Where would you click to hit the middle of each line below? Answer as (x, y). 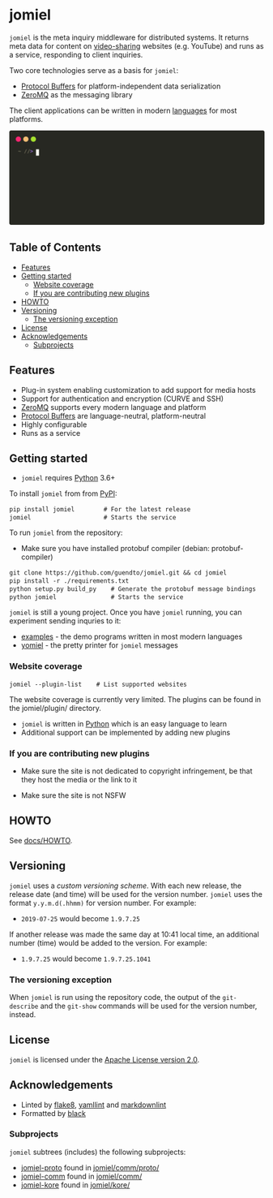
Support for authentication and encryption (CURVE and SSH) (122, 399)
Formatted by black (53, 1113)
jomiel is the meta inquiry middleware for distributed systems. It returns (129, 37)
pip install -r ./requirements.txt (69, 581)
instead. (23, 1014)
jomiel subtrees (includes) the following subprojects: (98, 1152)
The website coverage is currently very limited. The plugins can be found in (135, 699)
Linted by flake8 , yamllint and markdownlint (94, 1105)
